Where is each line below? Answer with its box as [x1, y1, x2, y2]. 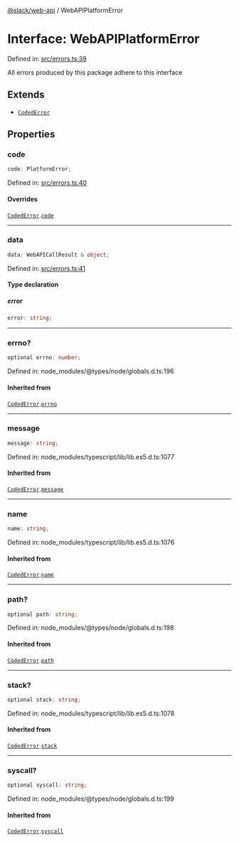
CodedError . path [7, 656, 55, 664]
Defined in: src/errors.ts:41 [7, 264, 86, 272]
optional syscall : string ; [7, 782, 87, 789]
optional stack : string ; [7, 696, 81, 703]
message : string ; [7, 439, 59, 447]
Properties [7, 128, 55, 141]
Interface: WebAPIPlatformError [7, 31, 200, 47]
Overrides [7, 195, 38, 203]
